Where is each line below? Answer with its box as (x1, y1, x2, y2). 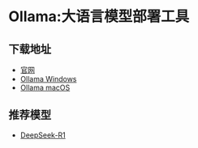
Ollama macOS (19, 82, 71, 92)
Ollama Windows (19, 74, 77, 83)
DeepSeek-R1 (19, 130, 67, 140)
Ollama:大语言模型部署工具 (8, 7, 190, 26)
